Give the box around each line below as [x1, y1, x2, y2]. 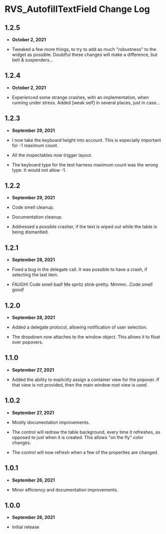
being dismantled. [11, 229, 49, 235]
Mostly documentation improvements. [11, 419, 90, 425]
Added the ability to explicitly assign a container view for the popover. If [11, 376, 160, 383]
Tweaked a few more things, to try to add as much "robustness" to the [11, 46, 157, 52]
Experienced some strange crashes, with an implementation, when [11, 94, 149, 100]
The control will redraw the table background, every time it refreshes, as [11, 429, 161, 435]
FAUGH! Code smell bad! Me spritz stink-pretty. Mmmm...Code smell [11, 281, 153, 288]
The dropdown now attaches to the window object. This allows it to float [11, 334, 161, 340]
